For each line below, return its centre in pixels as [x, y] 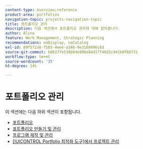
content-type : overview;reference [41, 10]
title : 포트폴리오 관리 [26, 24]
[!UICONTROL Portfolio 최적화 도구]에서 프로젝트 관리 [66, 141]
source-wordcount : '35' [30, 61]
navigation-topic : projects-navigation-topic [53, 19]
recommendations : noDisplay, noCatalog [47, 43]
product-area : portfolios [32, 15]
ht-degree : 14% [21, 66]
